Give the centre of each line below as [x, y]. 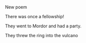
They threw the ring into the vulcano [42, 35]
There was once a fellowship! [35, 16]
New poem [16, 7]
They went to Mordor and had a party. [43, 26]
